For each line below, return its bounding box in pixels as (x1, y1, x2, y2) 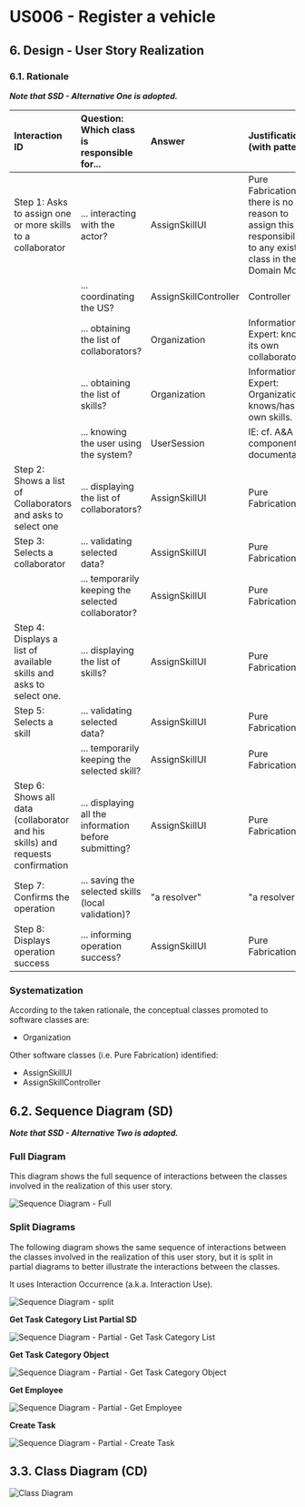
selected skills (80, 885, 142, 897)
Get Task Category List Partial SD (9, 1313, 138, 1325)
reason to (248, 207, 289, 219)
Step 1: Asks (14, 196, 68, 208)
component (248, 437, 298, 450)
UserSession (150, 437, 205, 450)
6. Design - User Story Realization (9, 43, 204, 58)
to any (248, 241, 275, 254)
